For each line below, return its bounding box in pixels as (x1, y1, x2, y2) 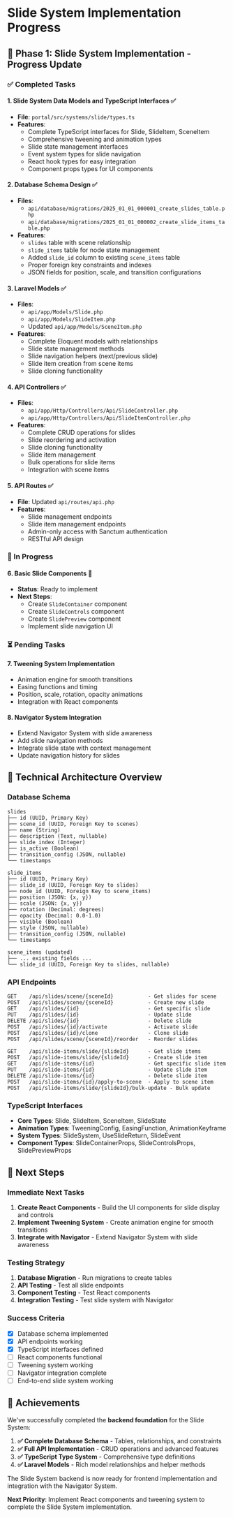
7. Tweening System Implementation (7, 660, 115, 668)
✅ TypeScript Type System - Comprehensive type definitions (17, 1452, 195, 1461)
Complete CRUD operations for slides (27, 428, 136, 437)
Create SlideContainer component (27, 599, 128, 608)
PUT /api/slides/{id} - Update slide (7, 1011, 192, 1018)
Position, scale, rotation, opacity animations (17, 690, 143, 698)
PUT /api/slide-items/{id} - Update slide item (7, 1066, 208, 1073)
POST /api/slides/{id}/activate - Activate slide (7, 1023, 198, 1031)
